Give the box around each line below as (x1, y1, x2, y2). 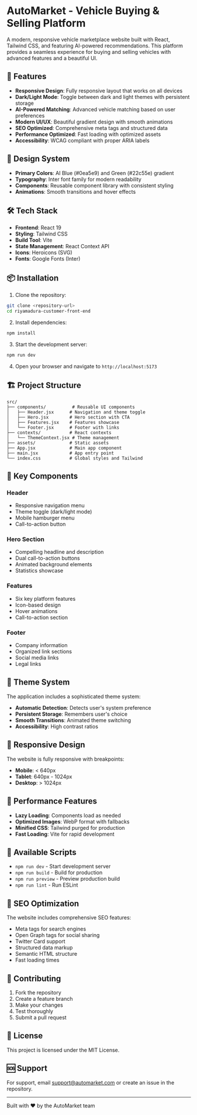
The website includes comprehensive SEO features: (6, 914, 132, 921)
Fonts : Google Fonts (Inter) (15, 255, 81, 262)
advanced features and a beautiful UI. (6, 54, 98, 61)
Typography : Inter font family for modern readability (15, 176, 142, 183)
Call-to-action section (15, 614, 68, 621)
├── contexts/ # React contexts (6, 429, 112, 436)
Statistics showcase (15, 567, 64, 574)
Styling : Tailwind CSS (15, 230, 68, 238)
